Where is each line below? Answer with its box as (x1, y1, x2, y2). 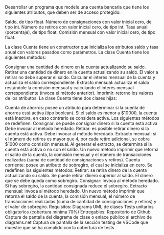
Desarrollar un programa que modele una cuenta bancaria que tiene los (5, 4, 149, 10)
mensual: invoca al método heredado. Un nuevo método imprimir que (5, 188, 145, 194)
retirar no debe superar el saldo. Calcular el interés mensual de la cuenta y (5, 75, 156, 80)
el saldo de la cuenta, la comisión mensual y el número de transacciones (5, 152, 152, 157)
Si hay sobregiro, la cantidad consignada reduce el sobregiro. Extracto (5, 183, 147, 188)
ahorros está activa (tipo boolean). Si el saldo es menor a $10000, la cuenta (5, 110, 158, 116)
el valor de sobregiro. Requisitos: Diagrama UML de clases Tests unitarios (5, 204, 154, 209)
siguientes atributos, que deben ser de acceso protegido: (5, 9, 121, 15)
